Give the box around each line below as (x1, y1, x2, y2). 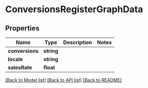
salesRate (8, 64, 33, 71)
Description (63, 39, 93, 46)
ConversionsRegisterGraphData (5, 4, 143, 15)
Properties (5, 24, 40, 33)
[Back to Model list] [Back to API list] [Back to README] (5, 77, 122, 83)
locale (8, 56, 23, 63)
